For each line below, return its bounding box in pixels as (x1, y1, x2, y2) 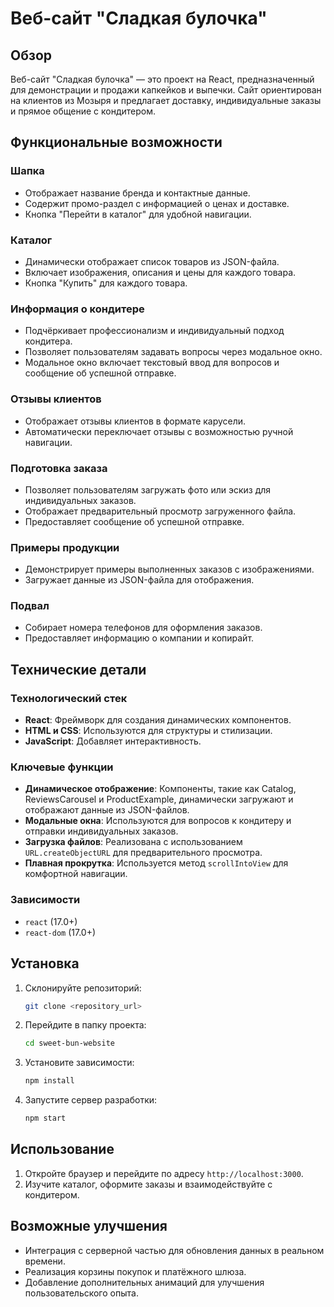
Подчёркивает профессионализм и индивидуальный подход (24, 325, 285, 337)
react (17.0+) (24, 915, 78, 927)
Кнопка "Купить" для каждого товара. (24, 277, 188, 289)
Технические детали (10, 661, 147, 678)
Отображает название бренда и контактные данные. (24, 187, 251, 199)
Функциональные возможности (10, 134, 223, 151)
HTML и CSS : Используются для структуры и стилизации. (24, 725, 273, 737)
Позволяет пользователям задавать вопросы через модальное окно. (24, 346, 323, 358)
